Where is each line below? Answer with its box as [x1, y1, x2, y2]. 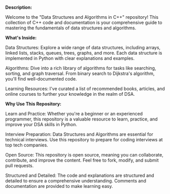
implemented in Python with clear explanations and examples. [5, 55, 135, 61]
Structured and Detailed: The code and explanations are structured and [5, 172, 154, 178]
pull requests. [5, 163, 34, 169]
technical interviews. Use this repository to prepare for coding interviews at [5, 137, 163, 142]
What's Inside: [5, 35, 37, 41]
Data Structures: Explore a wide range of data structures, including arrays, [5, 45, 161, 50]
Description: [5, 5, 32, 10]
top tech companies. [5, 142, 48, 148]
